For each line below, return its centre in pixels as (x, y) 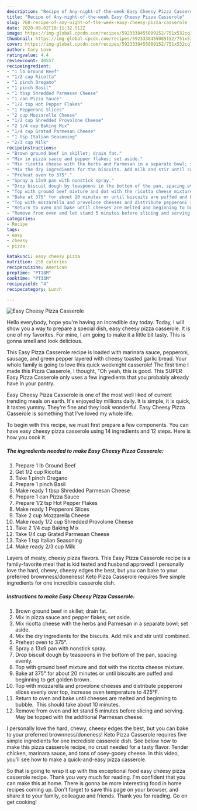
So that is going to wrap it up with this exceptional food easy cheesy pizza (96, 771)
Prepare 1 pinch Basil (40, 484)
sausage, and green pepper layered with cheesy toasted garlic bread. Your (97, 359)
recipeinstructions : (32, 148)
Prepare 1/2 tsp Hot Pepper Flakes (56, 503)
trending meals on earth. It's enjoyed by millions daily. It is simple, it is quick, (98, 401)
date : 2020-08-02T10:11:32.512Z (46, 28)
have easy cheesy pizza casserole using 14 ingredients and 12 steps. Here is (99, 431)
